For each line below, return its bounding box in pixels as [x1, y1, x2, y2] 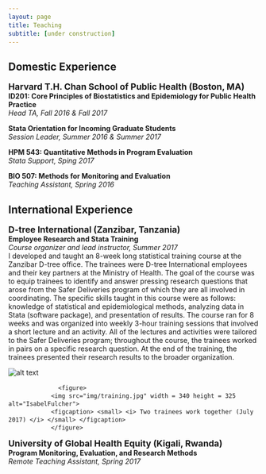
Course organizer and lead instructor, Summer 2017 [8, 243, 179, 252]
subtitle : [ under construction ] [8, 29, 115, 37]
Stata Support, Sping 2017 [8, 156, 94, 166]
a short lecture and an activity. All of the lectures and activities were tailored [8, 327, 257, 337]
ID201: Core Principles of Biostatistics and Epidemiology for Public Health [8, 91, 256, 101]
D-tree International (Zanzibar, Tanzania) [8, 224, 181, 235]
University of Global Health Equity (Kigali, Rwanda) [8, 437, 223, 449]
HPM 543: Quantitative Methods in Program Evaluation [8, 148, 193, 157]
